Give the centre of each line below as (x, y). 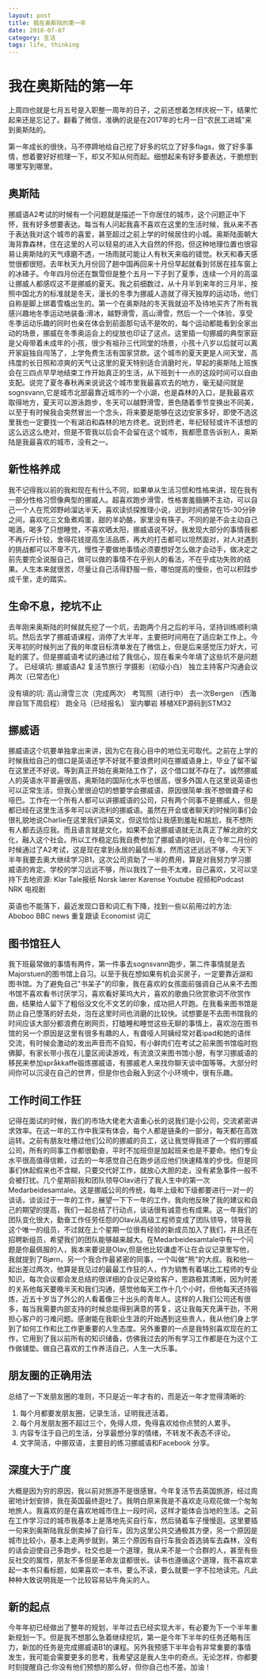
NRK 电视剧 (27, 889)
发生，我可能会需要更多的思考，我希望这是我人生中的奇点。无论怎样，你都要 (133, 1657)
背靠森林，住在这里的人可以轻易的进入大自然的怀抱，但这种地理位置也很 (133, 244)
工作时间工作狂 (45, 1100)
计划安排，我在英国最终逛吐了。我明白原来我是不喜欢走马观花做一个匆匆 (140, 1500)
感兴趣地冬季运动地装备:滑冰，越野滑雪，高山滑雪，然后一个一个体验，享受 (131, 313)
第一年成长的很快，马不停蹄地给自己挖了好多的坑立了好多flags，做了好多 (127, 146)
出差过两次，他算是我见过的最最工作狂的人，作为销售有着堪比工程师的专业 (136, 1269)
